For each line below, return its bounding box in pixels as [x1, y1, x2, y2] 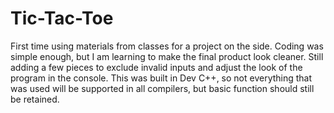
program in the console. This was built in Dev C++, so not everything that [10, 72, 313, 84]
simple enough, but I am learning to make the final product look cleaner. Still [10, 50, 324, 62]
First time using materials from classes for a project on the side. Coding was [10, 40, 324, 52]
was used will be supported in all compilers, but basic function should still [10, 82, 315, 94]
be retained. [10, 93, 60, 105]
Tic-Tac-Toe [10, 7, 114, 30]
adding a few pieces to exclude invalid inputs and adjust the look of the [10, 61, 303, 73]
